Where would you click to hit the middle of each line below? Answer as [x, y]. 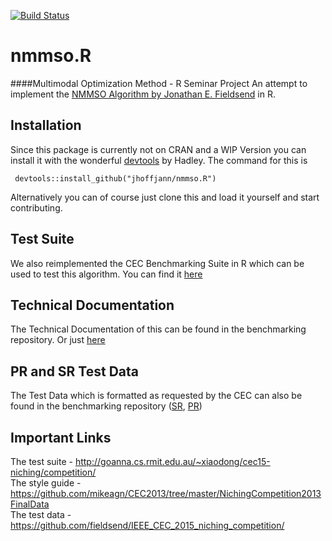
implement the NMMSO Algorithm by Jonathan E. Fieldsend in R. [143, 94]
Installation [46, 125]
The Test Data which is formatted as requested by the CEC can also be [156, 396]
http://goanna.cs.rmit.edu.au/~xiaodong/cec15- [172, 461]
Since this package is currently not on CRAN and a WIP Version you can [158, 149]
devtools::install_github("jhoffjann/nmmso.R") [115, 178]
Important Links [61, 437]
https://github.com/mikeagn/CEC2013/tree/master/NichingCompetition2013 [166, 493]
